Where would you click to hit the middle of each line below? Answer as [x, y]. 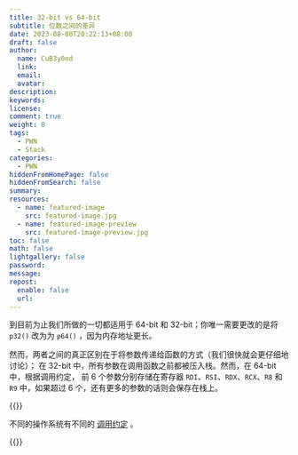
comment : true [35, 116]
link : [27, 68]
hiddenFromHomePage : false [59, 174]
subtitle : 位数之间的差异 [52, 26]
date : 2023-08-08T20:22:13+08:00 [71, 34]
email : [29, 76]
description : [33, 92]
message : [25, 274]
